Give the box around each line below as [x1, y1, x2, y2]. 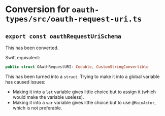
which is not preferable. [12, 105, 62, 111]
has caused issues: [5, 79, 46, 85]
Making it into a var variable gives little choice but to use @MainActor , [12, 99, 156, 105]
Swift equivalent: [5, 55, 41, 60]
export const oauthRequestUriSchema [5, 32, 122, 40]
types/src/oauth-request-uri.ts [5, 14, 142, 24]
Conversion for [5, 4, 70, 15]
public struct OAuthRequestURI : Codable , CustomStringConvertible [5, 64, 149, 69]
